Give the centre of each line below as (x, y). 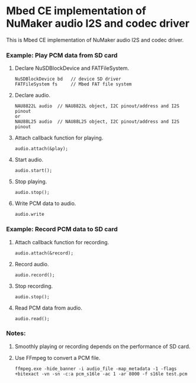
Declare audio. (32, 95)
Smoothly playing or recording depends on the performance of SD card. (102, 346)
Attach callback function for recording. (62, 242)
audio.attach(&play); (41, 149)
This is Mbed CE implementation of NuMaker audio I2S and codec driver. (95, 40)
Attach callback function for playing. (59, 138)
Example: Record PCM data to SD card (62, 229)
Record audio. (32, 264)
